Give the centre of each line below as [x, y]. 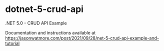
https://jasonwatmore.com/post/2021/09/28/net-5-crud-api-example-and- [82, 38]
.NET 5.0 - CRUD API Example [36, 23]
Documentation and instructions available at [50, 32]
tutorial [12, 43]
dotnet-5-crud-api [44, 9]
